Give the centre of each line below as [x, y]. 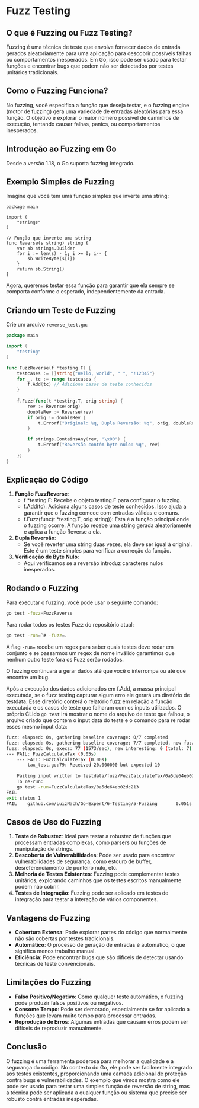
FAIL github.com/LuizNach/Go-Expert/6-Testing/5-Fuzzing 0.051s [99, 804]
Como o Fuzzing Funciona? [57, 91]
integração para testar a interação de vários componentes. [86, 899]
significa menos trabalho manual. [55, 951]
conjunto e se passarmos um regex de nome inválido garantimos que [90, 653]
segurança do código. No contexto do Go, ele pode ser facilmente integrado [99, 1067]
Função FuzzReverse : [42, 494]
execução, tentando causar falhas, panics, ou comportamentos [83, 124]
